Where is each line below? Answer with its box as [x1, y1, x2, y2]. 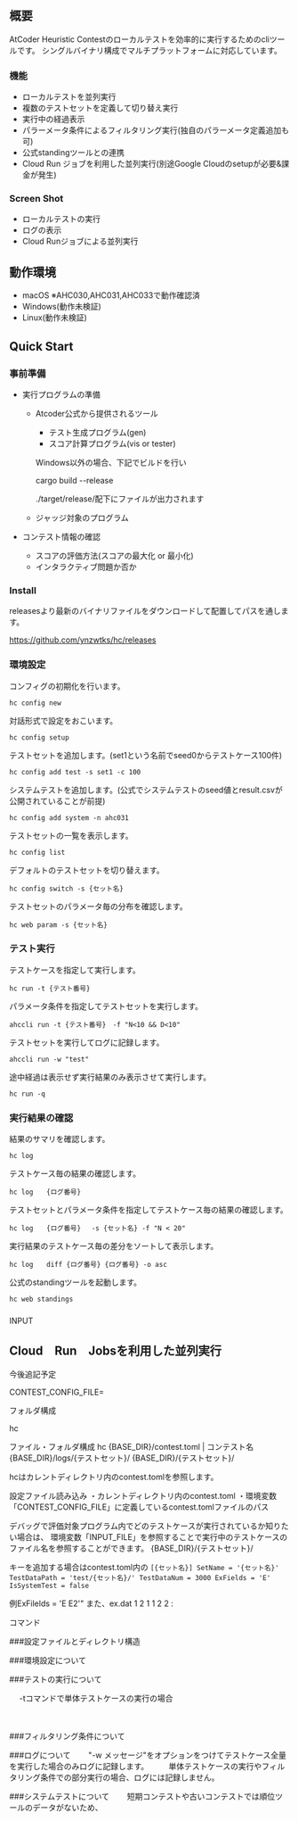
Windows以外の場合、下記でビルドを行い [35, 457, 187, 468]
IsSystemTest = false [9, 1581, 90, 1590]
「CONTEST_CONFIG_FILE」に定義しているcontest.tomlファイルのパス [9, 1502, 270, 1512]
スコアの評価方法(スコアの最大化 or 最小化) [35, 550, 194, 560]
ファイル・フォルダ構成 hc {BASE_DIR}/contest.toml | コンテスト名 [9, 1441, 254, 1452]
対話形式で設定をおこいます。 [9, 715, 118, 725]
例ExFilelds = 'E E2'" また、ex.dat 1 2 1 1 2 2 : [9, 1598, 173, 1609]
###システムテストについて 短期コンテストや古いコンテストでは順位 [9, 1791, 276, 1801]
